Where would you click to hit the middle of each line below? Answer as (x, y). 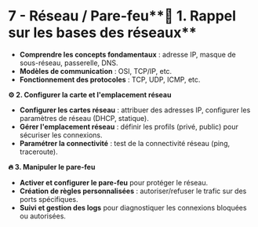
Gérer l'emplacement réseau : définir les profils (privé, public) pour (129, 126)
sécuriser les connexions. (61, 135)
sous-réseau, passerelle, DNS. (69, 63)
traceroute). (38, 152)
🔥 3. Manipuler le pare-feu (52, 167)
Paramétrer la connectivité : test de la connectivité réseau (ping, (125, 143)
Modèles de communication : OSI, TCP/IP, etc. (96, 71)
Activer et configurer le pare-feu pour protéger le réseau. (114, 182)
